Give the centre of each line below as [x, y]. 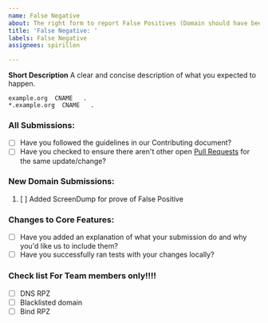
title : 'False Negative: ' [53, 30]
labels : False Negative [48, 38]
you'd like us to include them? [69, 246]
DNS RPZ [35, 293]
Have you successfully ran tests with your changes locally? [117, 255]
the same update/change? [63, 161]
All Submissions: [42, 126]
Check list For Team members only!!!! [83, 276]
